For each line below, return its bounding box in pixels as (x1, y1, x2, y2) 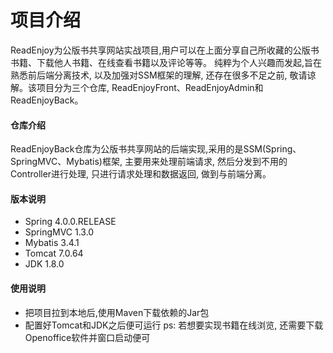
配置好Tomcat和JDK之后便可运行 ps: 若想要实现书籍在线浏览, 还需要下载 (24, 319, 324, 331)
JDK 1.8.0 (24, 258, 65, 270)
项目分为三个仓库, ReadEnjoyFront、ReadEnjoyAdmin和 (36, 81, 264, 93)
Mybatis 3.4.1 (24, 237, 80, 249)
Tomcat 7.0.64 (24, 247, 84, 260)
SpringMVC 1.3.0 (24, 226, 95, 238)
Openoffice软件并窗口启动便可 (24, 331, 151, 343)
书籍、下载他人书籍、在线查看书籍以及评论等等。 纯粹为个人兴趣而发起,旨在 (10, 56, 322, 68)
